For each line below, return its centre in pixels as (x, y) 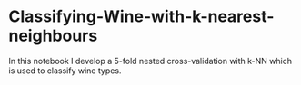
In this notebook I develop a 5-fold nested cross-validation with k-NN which (150, 61)
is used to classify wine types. (65, 71)
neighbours (53, 36)
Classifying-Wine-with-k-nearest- (141, 17)
